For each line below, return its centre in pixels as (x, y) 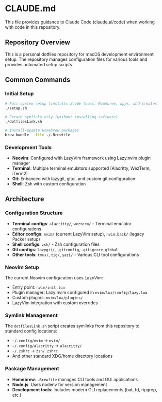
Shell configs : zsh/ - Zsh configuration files (56, 244)
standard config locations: (31, 331)
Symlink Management (32, 315)
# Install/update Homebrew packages (42, 130)
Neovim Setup (22, 267)
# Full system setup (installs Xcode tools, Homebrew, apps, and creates (81, 104)
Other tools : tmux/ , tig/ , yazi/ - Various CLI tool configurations (75, 255)
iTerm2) (20, 173)
